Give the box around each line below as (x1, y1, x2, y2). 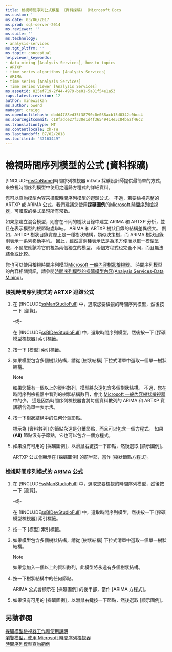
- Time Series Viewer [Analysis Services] (5, 84, 97, 89)
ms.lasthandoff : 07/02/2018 (5, 131, 66, 136)
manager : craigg (5, 108, 40, 113)
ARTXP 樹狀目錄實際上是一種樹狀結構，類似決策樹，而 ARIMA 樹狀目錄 (14, 232, 164, 238)
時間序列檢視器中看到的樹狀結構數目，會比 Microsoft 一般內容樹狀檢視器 (12, 391, 166, 397)
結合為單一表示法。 (17, 404, 58, 410)
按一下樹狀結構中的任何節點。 (12, 575, 76, 581)
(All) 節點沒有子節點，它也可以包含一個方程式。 (12, 432, 114, 438)
